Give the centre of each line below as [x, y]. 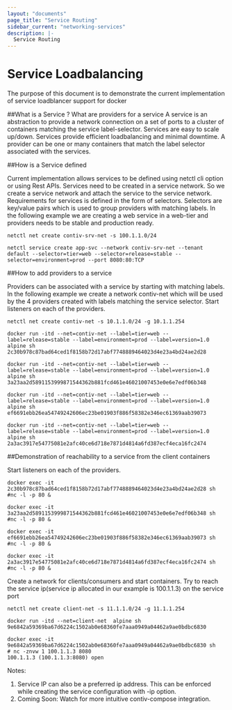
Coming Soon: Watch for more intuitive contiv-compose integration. [114, 699]
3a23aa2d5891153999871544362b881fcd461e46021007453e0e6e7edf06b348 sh [111, 513]
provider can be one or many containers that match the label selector [106, 144]
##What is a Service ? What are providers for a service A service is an [107, 114]
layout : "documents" [37, 14]
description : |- [31, 33]
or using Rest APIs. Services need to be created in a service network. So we [116, 186]
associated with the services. [49, 151]
